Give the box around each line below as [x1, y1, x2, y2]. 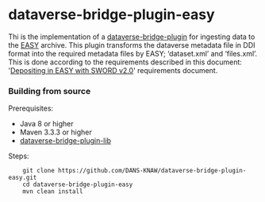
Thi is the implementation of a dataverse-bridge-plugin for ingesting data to [8, 32, 255, 41]
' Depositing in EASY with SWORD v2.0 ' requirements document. [8, 65, 218, 75]
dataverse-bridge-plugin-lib [19, 136, 111, 146]
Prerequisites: [8, 103, 54, 113]
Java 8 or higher [19, 119, 74, 129]
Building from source [8, 85, 91, 96]
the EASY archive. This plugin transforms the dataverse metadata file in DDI [8, 40, 255, 49]
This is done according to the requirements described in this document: [8, 57, 242, 67]
